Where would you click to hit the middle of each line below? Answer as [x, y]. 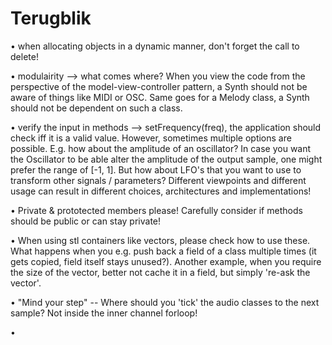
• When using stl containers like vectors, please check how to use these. [160, 240]
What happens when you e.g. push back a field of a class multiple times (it [163, 251]
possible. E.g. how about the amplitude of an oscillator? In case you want [161, 148]
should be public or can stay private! [86, 221]
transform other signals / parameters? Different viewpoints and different [158, 180]
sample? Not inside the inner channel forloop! [104, 313]
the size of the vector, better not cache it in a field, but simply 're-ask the [160, 272]
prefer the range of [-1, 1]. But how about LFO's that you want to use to [156, 169]
